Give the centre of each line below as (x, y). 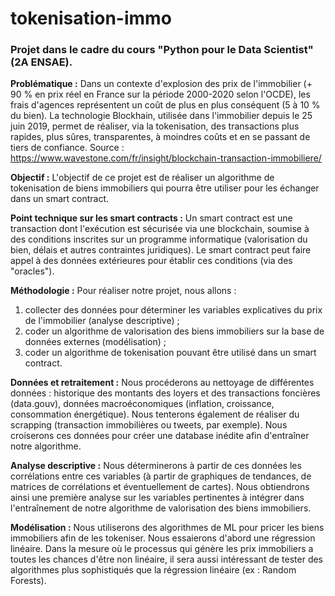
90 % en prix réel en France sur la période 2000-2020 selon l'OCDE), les (160, 94)
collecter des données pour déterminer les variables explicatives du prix (173, 310)
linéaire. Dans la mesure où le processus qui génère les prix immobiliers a (162, 549)
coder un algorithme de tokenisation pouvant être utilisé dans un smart (170, 353)
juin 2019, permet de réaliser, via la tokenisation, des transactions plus (155, 126)
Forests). (28, 581)
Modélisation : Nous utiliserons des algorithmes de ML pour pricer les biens (167, 528)
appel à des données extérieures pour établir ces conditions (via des (151, 261)
